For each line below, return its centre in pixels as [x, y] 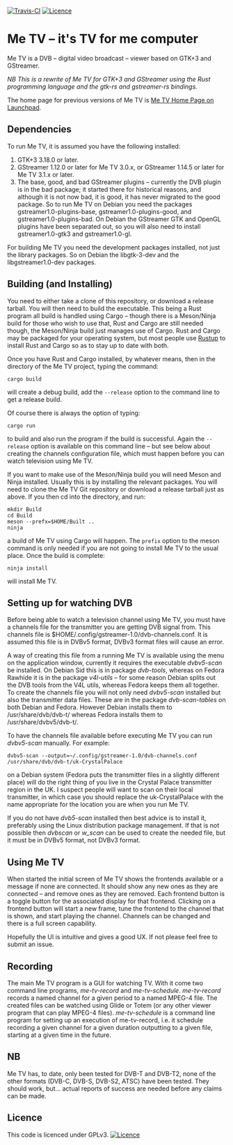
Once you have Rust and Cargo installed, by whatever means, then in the [111, 358]
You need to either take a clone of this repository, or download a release [111, 301]
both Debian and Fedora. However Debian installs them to [90, 707]
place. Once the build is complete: [56, 555]
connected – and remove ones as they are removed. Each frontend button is [116, 894]
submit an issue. [31, 944]
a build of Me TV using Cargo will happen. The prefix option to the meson [114, 540]
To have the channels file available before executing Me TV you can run [110, 736]
